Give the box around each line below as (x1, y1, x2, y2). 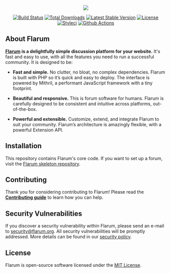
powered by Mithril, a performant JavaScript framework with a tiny (12, 80, 153, 86)
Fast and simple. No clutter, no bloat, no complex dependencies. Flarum (12, 69, 165, 75)
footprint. (12, 85, 33, 92)
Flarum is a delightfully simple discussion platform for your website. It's (5, 48, 161, 54)
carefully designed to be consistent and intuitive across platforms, (12, 100, 152, 107)
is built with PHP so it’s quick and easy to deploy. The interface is (12, 74, 150, 80)
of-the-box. (12, 106, 37, 112)
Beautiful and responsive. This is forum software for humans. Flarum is (12, 95, 164, 101)
